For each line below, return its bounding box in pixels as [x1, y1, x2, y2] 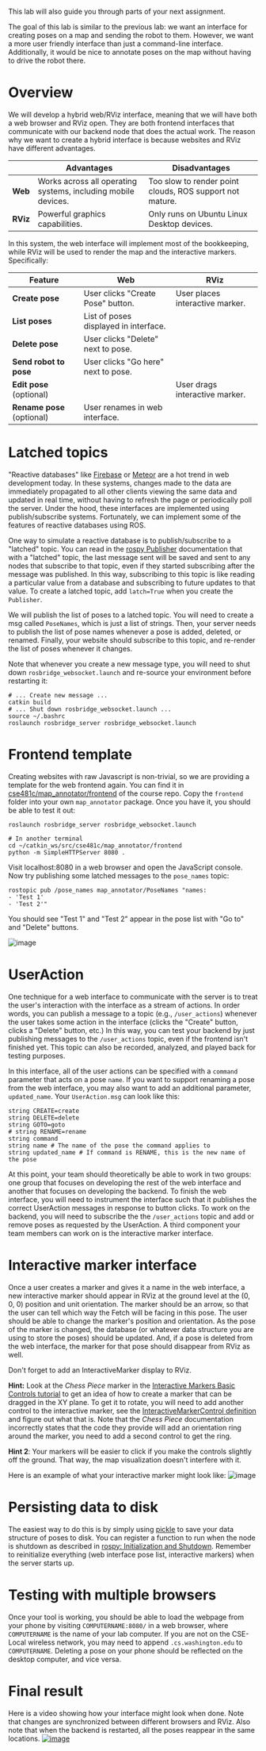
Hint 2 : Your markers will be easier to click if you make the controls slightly [8, 1446, 252, 1456]
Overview [8, 83, 74, 102]
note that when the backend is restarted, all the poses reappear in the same [8, 1725, 256, 1734]
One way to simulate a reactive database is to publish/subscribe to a [8, 536, 231, 545]
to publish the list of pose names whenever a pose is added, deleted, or [8, 627, 241, 636]
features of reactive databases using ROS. [8, 520, 146, 530]
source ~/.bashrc [8, 712, 66, 720]
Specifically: [8, 255, 49, 265]
